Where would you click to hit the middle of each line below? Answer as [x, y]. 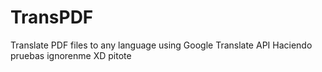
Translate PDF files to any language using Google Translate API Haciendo [161, 45]
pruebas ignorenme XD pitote [71, 55]
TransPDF [52, 17]
